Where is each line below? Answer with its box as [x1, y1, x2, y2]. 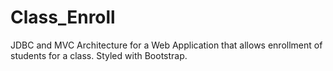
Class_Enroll [10, 6, 116, 29]
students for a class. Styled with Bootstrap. [10, 49, 188, 61]
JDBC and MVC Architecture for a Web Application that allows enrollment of [10, 39, 323, 51]
